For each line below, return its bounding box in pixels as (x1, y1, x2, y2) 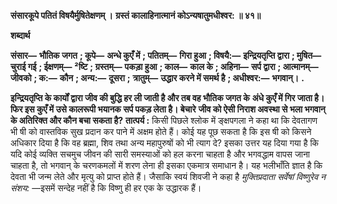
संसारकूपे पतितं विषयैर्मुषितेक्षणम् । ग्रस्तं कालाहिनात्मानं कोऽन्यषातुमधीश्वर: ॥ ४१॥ (10, 10, 262, 21)
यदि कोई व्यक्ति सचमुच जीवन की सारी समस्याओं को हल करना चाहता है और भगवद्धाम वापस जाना (10, 148, 311, 160)
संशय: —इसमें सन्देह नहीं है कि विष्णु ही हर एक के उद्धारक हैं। (10, 182, 202, 194)
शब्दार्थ (10, 30, 31, 41)
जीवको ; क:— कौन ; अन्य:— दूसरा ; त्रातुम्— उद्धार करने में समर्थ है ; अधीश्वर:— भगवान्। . (10, 72, 305, 84)
